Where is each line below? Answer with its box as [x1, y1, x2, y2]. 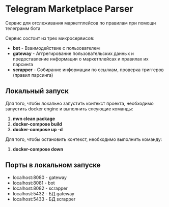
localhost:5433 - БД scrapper [12, 196, 76, 202]
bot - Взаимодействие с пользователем [12, 45, 100, 51]
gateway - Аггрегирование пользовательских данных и [12, 50, 134, 56]
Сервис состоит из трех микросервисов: [5, 35, 95, 41]
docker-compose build [12, 121, 62, 127]
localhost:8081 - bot [12, 180, 55, 186]
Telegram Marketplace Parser [5, 3, 133, 15]
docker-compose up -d [12, 126, 63, 132]
